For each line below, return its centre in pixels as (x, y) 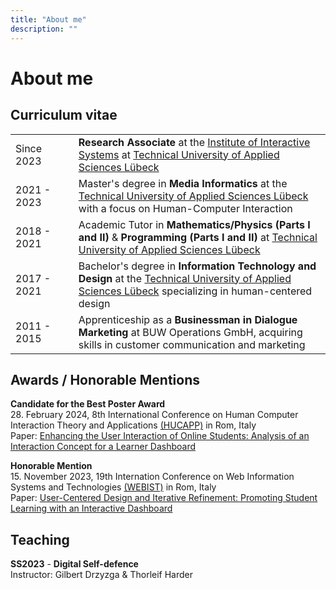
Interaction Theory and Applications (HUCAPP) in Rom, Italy (133, 425)
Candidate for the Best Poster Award (88, 404)
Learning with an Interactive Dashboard (91, 508)
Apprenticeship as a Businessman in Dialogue (188, 319)
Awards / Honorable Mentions (105, 379)
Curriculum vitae (64, 115)
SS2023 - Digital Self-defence (74, 564)
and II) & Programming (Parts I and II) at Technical (198, 237)
